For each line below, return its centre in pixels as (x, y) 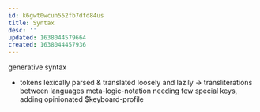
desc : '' (23, 30)
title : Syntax (32, 23)
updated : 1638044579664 (47, 37)
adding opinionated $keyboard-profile (81, 99)
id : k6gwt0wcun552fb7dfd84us (56, 15)
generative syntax (38, 67)
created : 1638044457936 (47, 45)
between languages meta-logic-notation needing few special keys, (128, 91)
